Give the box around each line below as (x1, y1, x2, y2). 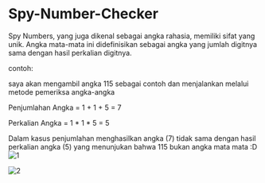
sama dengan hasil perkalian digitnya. (8, 48, 133, 57)
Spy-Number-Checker (8, 5, 159, 23)
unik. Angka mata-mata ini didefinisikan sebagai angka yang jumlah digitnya (8, 39, 257, 49)
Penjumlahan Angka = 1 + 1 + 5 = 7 (8, 103, 122, 112)
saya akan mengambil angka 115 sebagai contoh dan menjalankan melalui (8, 79, 249, 88)
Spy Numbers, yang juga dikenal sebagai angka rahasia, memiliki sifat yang (8, 31, 255, 41)
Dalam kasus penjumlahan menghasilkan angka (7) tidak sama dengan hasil (8, 133, 256, 143)
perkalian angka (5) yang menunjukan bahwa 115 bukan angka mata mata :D (8, 142, 258, 151)
